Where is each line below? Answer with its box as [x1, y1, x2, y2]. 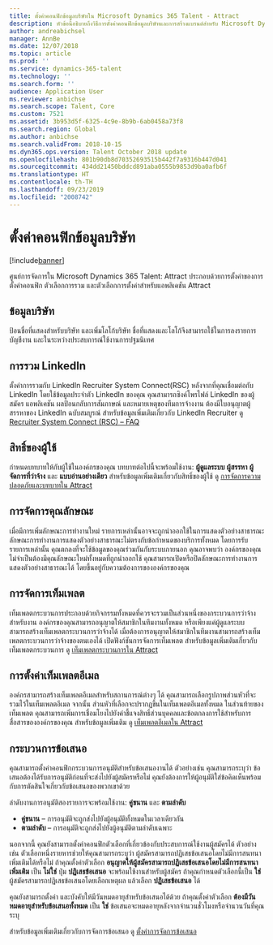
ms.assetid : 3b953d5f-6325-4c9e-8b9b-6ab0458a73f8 [9, 118, 184, 126]
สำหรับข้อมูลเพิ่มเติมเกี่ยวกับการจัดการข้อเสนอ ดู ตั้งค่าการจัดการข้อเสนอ [9, 926, 198, 936]
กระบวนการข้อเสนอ [9, 741, 87, 755]
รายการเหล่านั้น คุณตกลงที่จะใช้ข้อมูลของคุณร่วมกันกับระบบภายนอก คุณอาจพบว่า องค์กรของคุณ [9, 544, 262, 554]
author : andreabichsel [9, 27, 86, 35]
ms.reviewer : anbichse [9, 95, 86, 103]
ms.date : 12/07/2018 [9, 42, 79, 50]
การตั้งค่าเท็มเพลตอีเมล [9, 669, 100, 683]
